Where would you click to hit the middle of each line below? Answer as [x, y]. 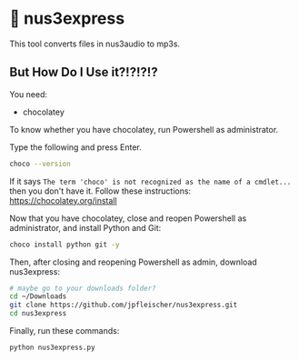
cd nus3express [38, 314]
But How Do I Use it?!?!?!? [84, 72]
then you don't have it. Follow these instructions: [100, 191]
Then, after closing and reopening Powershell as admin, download [133, 262]
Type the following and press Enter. [76, 147]
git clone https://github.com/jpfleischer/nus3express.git [124, 305]
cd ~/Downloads [38, 296]
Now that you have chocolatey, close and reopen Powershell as [128, 218]
